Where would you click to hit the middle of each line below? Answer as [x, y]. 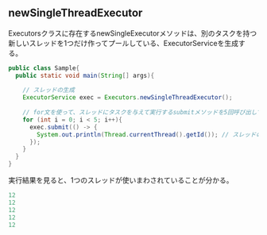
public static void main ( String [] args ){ [85, 75]
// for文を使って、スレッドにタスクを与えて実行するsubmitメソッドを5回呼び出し [140, 113]
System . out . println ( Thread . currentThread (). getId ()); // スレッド [147, 134]
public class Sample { [44, 68]
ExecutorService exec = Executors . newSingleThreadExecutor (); [128, 98]
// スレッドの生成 [49, 91]
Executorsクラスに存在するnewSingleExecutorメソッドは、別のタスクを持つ [133, 33]
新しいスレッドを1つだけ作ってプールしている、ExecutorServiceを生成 [123, 43]
